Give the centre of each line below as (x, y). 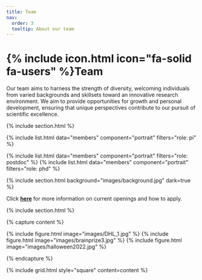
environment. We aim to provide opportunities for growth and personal (94, 101)
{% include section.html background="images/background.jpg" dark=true (99, 181)
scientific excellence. (33, 114)
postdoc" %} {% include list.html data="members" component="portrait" (97, 162)
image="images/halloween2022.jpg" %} (57, 247)
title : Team (21, 12)
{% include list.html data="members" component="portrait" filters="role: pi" (101, 138)
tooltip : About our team (43, 29)
